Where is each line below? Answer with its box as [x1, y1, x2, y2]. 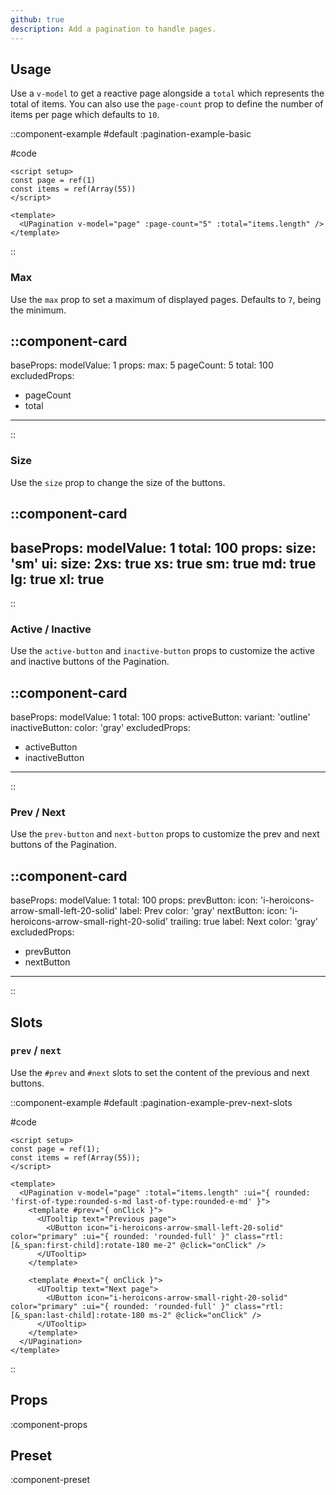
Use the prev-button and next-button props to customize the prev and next [10, 828, 320, 840]
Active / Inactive [10, 622, 92, 636]
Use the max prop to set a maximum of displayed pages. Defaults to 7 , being [10, 293, 322, 305]
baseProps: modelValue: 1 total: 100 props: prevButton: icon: [10, 894, 259, 906]
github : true [10, 14, 65, 25]
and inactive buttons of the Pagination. [10, 656, 170, 668]
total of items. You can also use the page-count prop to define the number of [10, 98, 324, 110]
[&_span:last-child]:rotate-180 [10, 1310, 145, 1320]
